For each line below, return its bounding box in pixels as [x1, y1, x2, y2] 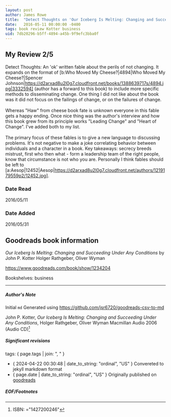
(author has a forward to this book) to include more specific [34, 85, 159, 92]
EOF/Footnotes [5, 388, 38, 394]
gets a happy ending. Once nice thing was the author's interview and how [5, 113, 160, 119]
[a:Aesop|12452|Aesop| [5, 167, 55, 173]
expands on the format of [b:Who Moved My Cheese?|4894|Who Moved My [5, 69, 165, 75]
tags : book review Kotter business [5, 27, 81, 32]
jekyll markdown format [12, 366, 63, 372]
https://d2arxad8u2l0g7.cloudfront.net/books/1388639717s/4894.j [24, 80, 164, 86]
